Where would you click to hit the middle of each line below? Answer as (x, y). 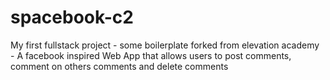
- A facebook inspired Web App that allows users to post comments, (151, 55)
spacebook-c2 (72, 17)
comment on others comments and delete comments (119, 66)
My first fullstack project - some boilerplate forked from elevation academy (165, 45)
